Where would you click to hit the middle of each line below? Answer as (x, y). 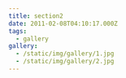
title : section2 (36, 16)
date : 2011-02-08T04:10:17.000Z (63, 24)
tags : (17, 31)
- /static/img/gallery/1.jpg (65, 54)
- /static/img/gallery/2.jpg (65, 62)
